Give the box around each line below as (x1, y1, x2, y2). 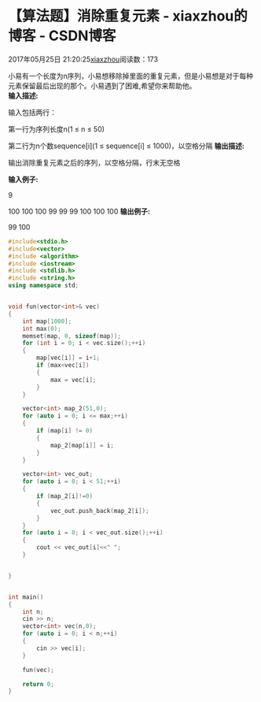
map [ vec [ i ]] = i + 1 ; (36, 354, 101, 362)
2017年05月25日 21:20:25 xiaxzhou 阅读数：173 (8, 54, 159, 64)
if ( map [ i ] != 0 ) (36, 427, 93, 435)
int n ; (22, 607, 44, 615)
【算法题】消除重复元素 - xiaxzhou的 (8, 7, 248, 25)
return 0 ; (22, 680, 55, 688)
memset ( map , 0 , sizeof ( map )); (22, 332, 122, 340)
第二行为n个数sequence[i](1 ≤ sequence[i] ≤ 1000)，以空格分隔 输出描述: (8, 141, 245, 150)
